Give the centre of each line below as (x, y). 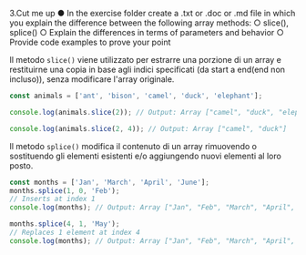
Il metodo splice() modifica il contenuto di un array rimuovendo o (133, 146)
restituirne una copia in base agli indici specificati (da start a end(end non (147, 69)
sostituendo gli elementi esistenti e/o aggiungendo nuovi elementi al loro (146, 156)
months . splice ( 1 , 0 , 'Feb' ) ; (65, 190)
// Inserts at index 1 (52, 199)
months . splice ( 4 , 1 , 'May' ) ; (65, 224)
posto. (21, 165)
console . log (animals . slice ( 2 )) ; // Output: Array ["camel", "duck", (142, 112)
